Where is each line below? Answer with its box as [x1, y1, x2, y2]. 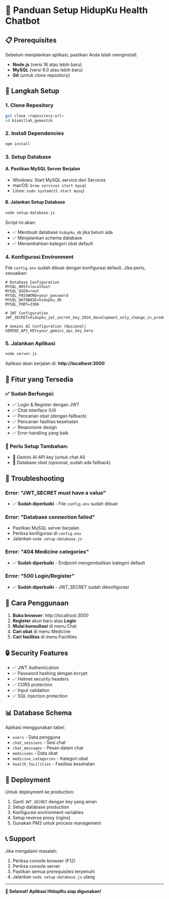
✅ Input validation [12, 687, 50, 694]
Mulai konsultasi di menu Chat [12, 623, 77, 629]
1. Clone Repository [5, 102, 54, 109]
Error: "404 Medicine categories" [5, 548, 89, 555]
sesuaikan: [5, 270, 28, 276]
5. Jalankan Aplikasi [5, 340, 55, 347]
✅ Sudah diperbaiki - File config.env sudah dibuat [12, 500, 118, 506]
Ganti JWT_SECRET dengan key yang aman [12, 799, 97, 805]
